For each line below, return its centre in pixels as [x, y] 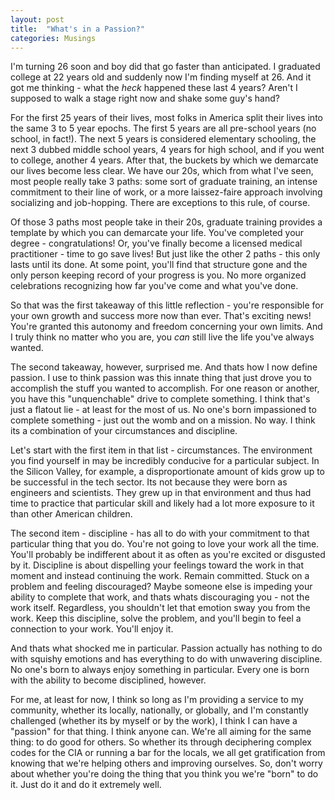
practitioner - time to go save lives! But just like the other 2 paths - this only [165, 254]
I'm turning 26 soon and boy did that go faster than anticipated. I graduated [165, 67]
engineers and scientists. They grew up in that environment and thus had [161, 493]
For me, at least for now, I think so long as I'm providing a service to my [157, 700]
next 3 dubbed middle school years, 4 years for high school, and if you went [167, 150]
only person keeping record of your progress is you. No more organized [158, 275]
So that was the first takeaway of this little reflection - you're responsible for [167, 305]
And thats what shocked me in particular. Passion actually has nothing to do [166, 648]
